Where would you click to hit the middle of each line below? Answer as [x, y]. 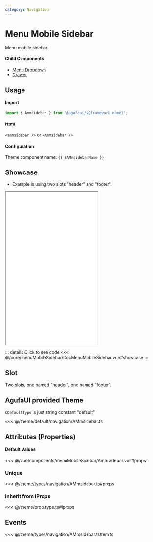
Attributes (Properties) [40, 437]
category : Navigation [27, 10]
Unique [14, 473]
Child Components [24, 59]
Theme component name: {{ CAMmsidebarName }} [55, 157]
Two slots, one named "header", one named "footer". [58, 385]
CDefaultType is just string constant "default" [50, 412]
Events [16, 522]
